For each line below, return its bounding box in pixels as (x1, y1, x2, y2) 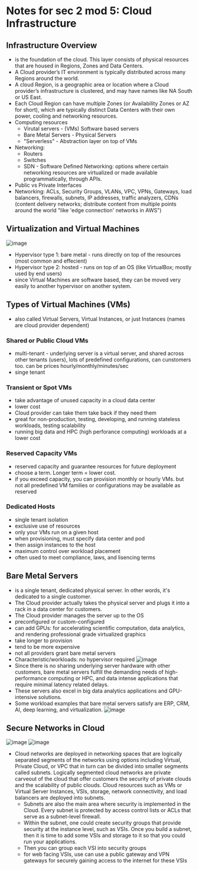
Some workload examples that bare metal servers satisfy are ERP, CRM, (14, 700, 190, 707)
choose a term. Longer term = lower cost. (14, 469, 116, 476)
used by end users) (14, 270, 62, 277)
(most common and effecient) (14, 257, 87, 264)
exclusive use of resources (14, 522, 81, 529)
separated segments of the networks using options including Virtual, (14, 756, 182, 764)
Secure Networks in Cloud (6, 723, 105, 733)
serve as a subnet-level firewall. (23, 813, 102, 820)
